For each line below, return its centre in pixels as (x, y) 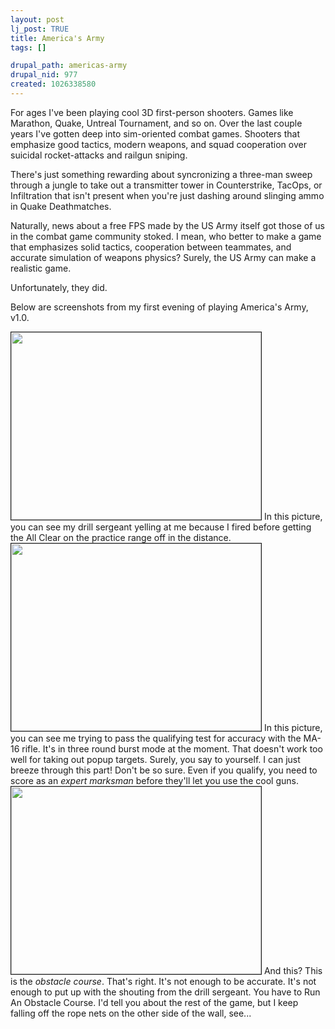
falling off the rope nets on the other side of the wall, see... (131, 1013)
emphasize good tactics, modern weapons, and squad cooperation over (158, 144)
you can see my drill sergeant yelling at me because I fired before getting (161, 527)
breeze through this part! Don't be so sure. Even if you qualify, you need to (164, 770)
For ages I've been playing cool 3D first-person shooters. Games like (152, 112)
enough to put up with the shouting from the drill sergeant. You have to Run (165, 992)
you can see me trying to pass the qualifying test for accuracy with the (156, 738)
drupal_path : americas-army (69, 66)
